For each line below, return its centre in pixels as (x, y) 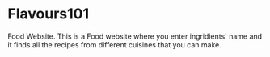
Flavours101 (49, 14)
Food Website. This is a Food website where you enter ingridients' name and (135, 36)
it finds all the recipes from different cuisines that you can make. (114, 44)
